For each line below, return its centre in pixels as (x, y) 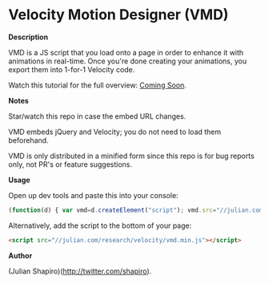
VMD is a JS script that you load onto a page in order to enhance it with (126, 52)
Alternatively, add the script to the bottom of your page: (100, 225)
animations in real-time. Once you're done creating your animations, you (127, 61)
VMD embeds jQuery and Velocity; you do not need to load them (115, 132)
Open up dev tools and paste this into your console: (93, 195)
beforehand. (29, 140)
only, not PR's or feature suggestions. (70, 164)
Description (28, 37)
